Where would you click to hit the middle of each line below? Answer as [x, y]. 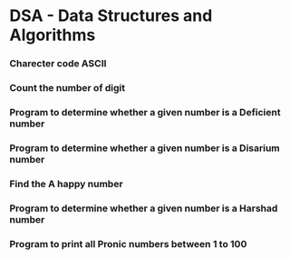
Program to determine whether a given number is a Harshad [144, 208]
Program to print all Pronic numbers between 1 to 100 [128, 244]
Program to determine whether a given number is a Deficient [145, 112]
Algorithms [53, 35]
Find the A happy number [67, 184]
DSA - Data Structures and [111, 16]
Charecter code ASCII [58, 64]
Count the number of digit [68, 88]
